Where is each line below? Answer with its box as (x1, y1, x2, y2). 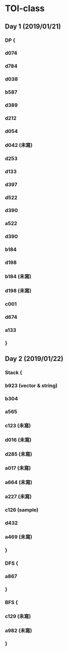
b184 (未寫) (5, 273, 32, 280)
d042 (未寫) (5, 142, 33, 148)
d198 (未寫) (5, 287, 32, 294)
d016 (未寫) (5, 436, 32, 443)
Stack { (5, 369, 23, 376)
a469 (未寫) (5, 534, 33, 540)
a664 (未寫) (5, 479, 33, 486)
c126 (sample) (5, 506, 39, 513)
